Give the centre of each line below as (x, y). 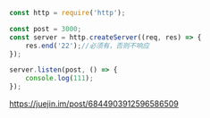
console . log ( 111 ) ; (59, 79)
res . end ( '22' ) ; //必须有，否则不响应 (88, 46)
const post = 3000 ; (46, 29)
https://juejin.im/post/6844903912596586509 (94, 104)
